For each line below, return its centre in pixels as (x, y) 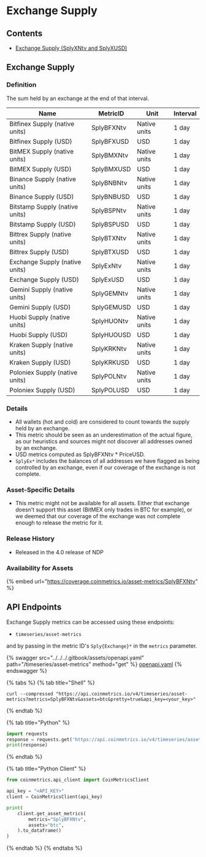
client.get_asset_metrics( (52, 813)
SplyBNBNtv (109, 183)
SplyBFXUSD (110, 141)
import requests (27, 734)
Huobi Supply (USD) (39, 335)
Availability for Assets (40, 568)
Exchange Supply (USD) (44, 279)
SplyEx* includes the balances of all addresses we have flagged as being (107, 460)
